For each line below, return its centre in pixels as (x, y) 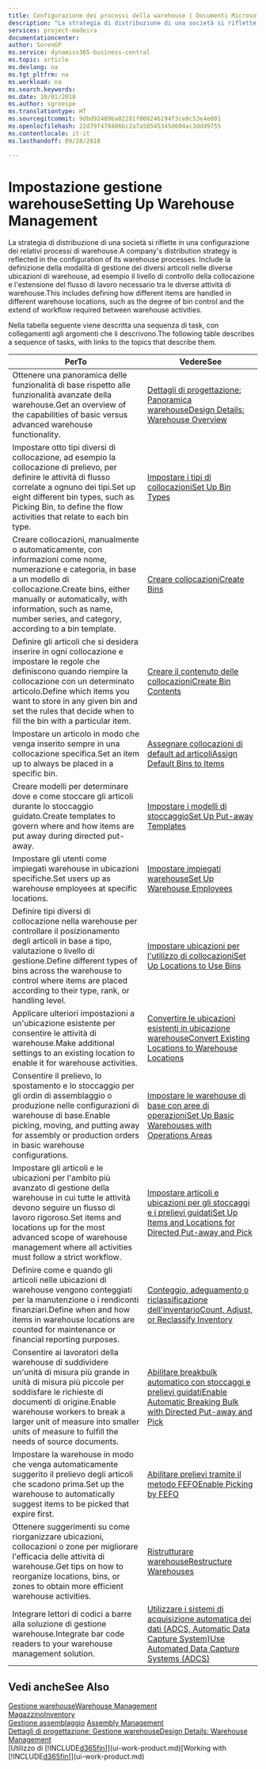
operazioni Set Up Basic (191, 1116)
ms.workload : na (35, 82)
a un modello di (41, 580)
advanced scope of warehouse (70, 1238)
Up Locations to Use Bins (194, 966)
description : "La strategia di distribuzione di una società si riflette (133, 23)
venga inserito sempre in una (66, 744)
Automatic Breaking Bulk (193, 1402)
